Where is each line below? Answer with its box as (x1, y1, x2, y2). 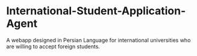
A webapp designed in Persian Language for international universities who (6, 36, 191, 43)
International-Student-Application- (6, 4, 186, 18)
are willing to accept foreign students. (6, 43, 101, 50)
